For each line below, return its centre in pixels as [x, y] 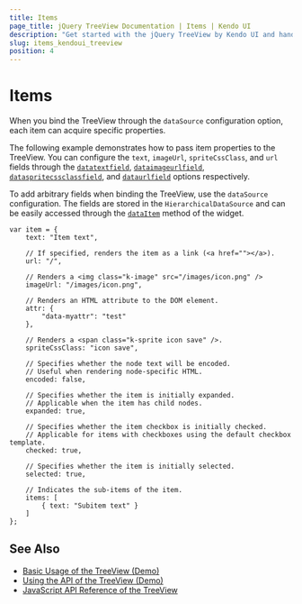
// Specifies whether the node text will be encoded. [128, 364]
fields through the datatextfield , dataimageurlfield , [107, 167]
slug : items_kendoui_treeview [66, 43]
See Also [35, 549]
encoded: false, [56, 380]
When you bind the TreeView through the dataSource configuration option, [146, 121]
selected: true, [56, 474]
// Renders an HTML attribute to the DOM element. [122, 301]
